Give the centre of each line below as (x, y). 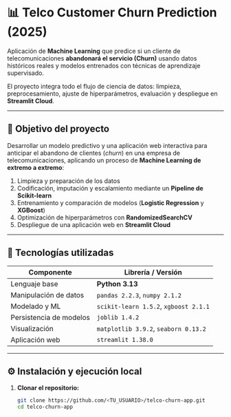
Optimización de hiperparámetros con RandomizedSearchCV (104, 217)
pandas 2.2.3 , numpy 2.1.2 (139, 295)
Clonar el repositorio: (48, 388)
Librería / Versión (153, 272)
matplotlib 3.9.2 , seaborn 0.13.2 (151, 328)
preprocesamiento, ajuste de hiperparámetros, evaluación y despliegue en (112, 94)
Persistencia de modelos (51, 317)
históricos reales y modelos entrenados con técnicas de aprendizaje (104, 65)
